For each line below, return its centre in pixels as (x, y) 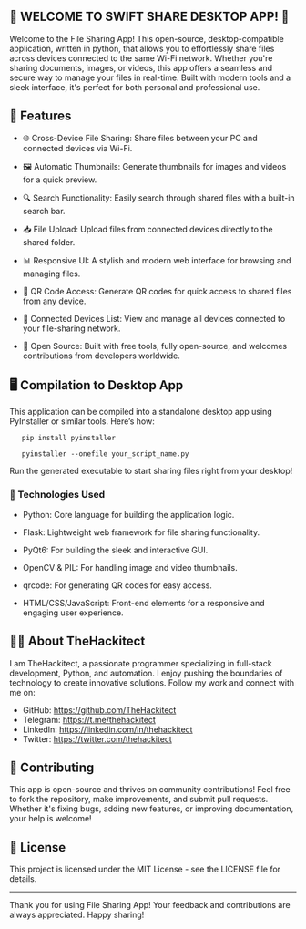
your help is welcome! (51, 819)
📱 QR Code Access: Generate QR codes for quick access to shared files (157, 291)
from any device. (54, 301)
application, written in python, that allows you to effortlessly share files (142, 48)
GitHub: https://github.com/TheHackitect (99, 710)
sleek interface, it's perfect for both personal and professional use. (135, 87)
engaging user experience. (73, 613)
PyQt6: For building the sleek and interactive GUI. (115, 550)
